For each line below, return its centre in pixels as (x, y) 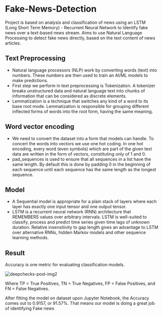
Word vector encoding (40, 127)
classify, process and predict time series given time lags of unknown (81, 222)
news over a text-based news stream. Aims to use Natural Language (74, 33)
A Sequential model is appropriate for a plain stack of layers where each (84, 202)
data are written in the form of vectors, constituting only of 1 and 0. (79, 154)
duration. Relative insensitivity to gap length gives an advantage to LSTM (85, 228)
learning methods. (30, 238)
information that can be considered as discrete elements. (69, 96)
